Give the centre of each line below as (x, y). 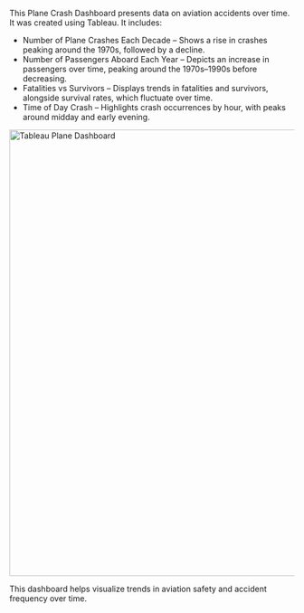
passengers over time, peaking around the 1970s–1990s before (140, 69)
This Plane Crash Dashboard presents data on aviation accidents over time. (150, 13)
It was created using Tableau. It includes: (86, 23)
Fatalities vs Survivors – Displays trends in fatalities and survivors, (145, 88)
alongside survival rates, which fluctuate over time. (118, 98)
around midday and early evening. (86, 117)
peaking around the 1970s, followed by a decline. (114, 50)
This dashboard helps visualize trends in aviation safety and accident (138, 589)
